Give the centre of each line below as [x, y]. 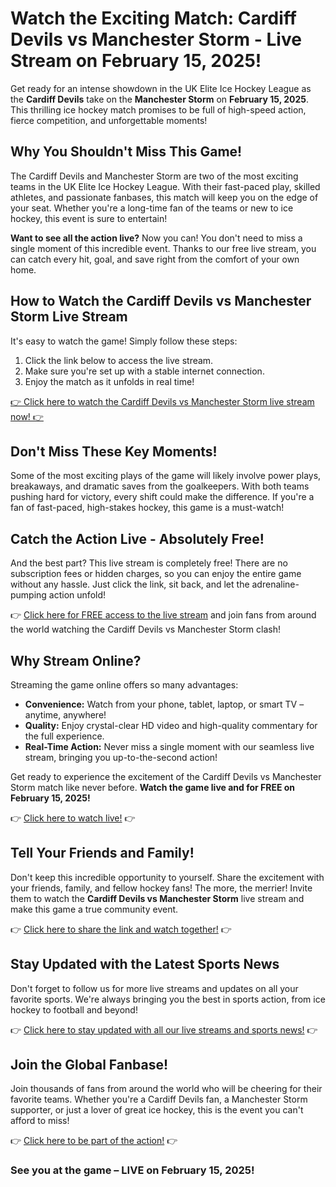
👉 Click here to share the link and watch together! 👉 [121, 929]
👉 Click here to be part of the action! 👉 [94, 1141]
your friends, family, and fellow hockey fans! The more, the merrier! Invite [161, 888]
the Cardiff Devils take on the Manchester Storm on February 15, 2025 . [160, 99]
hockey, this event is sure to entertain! [89, 218]
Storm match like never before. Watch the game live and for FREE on [153, 787]
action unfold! [77, 595]
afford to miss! [40, 1121]
